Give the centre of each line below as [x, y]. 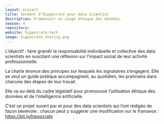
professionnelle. [21, 62]
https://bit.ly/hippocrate [29, 116]
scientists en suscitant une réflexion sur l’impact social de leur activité [76, 56]
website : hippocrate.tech [32, 32]
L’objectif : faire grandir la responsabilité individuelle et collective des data [80, 51]
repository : [17, 28]
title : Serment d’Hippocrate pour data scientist [57, 14]
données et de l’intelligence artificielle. [44, 96]
